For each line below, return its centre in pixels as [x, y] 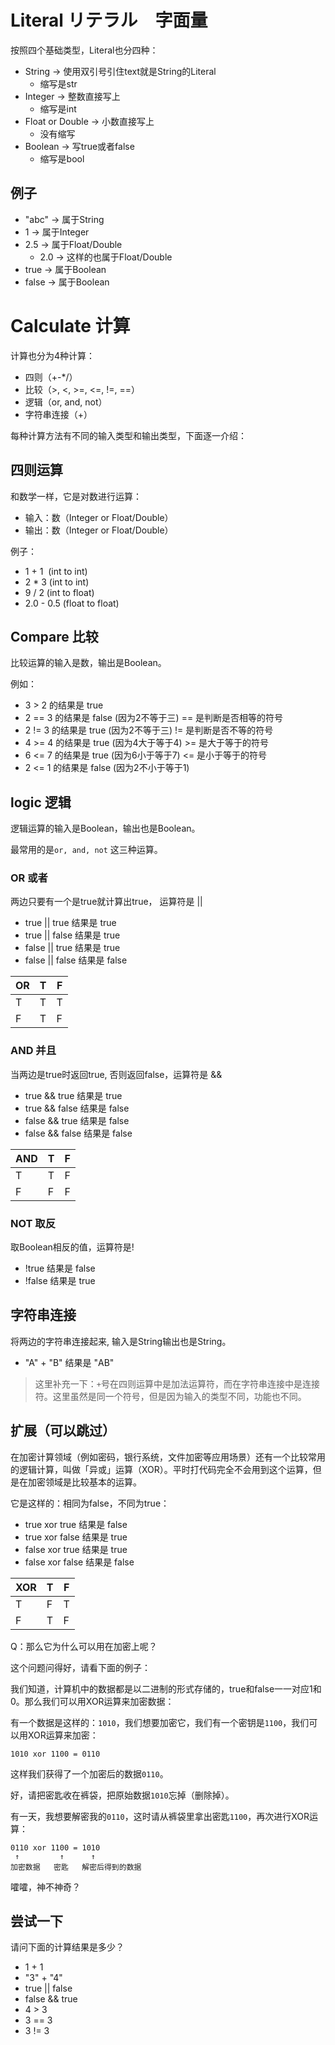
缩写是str [58, 83]
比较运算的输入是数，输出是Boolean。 [88, 663]
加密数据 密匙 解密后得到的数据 [76, 1867]
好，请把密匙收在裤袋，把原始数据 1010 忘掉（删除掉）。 [122, 1795]
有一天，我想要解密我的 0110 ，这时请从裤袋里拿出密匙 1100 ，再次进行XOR [160, 1816]
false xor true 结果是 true [76, 1549]
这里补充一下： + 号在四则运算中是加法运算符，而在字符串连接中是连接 [177, 1383]
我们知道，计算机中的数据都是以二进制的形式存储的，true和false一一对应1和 [166, 1688]
